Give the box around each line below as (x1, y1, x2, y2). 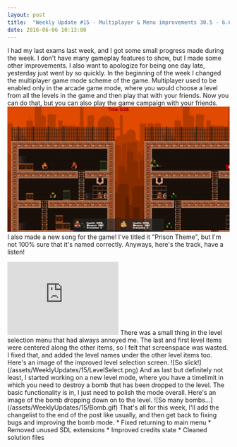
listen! (7, 247, 25, 256)
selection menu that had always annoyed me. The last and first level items (7, 336, 222, 344)
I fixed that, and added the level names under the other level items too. (7, 350, 213, 359)
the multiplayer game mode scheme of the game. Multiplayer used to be (7, 76, 217, 85)
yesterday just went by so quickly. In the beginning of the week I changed (7, 69, 221, 78)
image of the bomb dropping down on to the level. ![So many (7, 396, 184, 404)
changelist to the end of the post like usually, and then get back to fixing (7, 410, 217, 419)
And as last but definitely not (140, 365, 224, 374)
